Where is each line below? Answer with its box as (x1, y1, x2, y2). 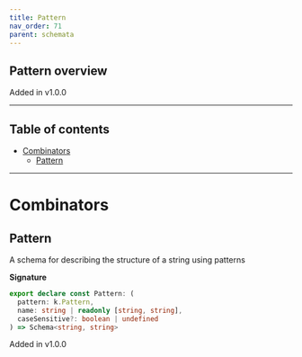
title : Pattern (9, 13, 67, 22)
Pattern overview (9, 63, 108, 78)
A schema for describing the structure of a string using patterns (9, 254, 245, 265)
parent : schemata (9, 30, 75, 39)
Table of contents (9, 121, 110, 137)
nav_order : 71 (9, 22, 63, 31)
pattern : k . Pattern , (17, 298, 94, 307)
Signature (9, 272, 48, 282)
